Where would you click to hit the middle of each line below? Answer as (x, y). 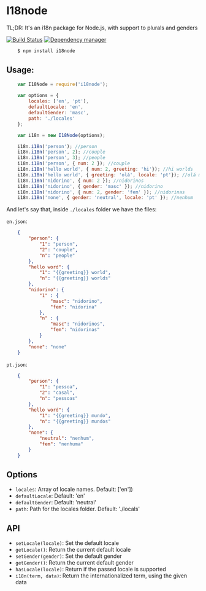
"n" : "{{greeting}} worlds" (75, 278)
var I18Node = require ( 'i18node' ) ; (63, 84)
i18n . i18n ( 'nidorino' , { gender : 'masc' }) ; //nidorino (90, 186)
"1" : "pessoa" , (59, 387)
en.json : (17, 221)
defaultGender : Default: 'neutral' (56, 503)
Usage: (21, 70)
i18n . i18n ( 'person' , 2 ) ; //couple (61, 152)
